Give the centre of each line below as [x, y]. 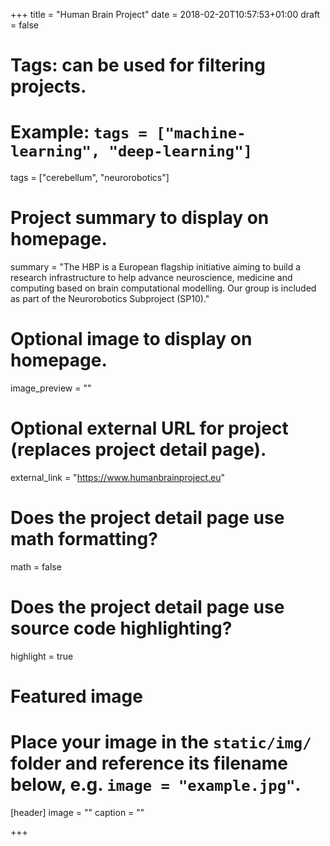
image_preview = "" [51, 388]
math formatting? [84, 539]
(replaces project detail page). [138, 450]
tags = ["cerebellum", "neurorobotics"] [90, 178]
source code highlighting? [121, 628]
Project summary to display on [140, 218]
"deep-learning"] [180, 151]
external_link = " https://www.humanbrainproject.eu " [117, 477]
